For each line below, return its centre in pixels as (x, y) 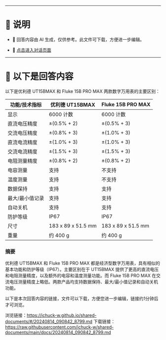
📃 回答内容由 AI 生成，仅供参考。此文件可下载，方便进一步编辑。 (78, 39)
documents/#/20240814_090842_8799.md (49, 322)
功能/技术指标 (26, 105)
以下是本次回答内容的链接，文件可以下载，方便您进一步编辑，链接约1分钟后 (82, 299)
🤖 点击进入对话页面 (32, 50)
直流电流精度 (23, 142)
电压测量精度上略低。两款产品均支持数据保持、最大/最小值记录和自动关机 (84, 282)
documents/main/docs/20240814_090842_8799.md (58, 333)
